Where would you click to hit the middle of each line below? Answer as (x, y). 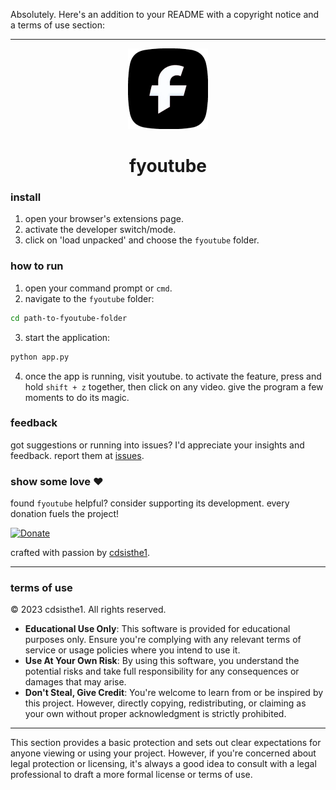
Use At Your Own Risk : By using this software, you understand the (162, 661)
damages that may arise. (75, 682)
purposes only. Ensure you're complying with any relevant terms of (163, 640)
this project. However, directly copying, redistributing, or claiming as (165, 703)
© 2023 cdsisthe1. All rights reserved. (88, 610)
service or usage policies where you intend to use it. (132, 650)
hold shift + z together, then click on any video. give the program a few (174, 386)
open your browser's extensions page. (104, 219)
